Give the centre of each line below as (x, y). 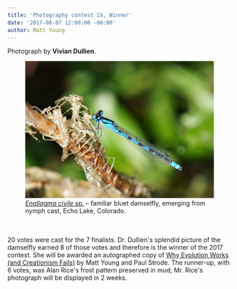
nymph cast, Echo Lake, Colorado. (75, 211)
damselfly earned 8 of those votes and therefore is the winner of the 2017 (115, 248)
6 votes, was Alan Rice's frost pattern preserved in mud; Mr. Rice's (105, 270)
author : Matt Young (36, 30)
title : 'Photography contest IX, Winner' (70, 15)
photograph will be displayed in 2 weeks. (67, 278)
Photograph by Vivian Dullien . (52, 51)
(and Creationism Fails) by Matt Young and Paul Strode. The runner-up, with (118, 263)
